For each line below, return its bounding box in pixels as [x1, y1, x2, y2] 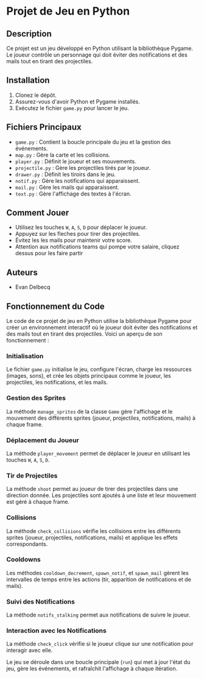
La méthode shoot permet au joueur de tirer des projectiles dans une [6, 486, 178, 493]
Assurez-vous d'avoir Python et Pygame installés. [15, 97, 140, 105]
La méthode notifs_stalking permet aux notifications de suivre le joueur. [6, 611, 191, 619]
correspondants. [6, 540, 48, 548]
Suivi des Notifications [6, 597, 75, 606]
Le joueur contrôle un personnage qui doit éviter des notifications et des [6, 51, 188, 58]
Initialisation [6, 351, 44, 360]
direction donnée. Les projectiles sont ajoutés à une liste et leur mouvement [6, 492, 197, 499]
